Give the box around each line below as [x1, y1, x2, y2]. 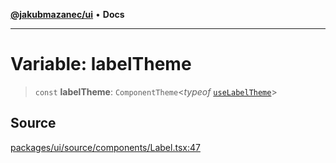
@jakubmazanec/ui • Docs [10, 9, 125, 20]
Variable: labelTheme [10, 53, 192, 76]
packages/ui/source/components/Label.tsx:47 [10, 141, 201, 153]
